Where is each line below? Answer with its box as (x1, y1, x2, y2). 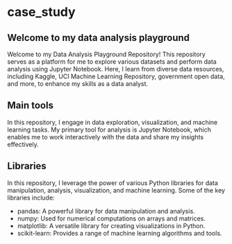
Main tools (7, 100, 54, 112)
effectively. (7, 140, 40, 148)
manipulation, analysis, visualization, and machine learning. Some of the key (7, 186, 226, 194)
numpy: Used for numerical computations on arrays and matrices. (17, 214, 206, 223)
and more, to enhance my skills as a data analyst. (7, 80, 148, 87)
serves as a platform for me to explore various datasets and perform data (7, 58, 217, 66)
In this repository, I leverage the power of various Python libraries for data (7, 178, 219, 187)
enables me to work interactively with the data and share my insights (7, 132, 204, 141)
